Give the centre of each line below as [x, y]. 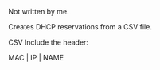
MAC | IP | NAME [36, 58]
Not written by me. [39, 12]
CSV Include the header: [49, 42]
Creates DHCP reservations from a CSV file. [80, 27]
